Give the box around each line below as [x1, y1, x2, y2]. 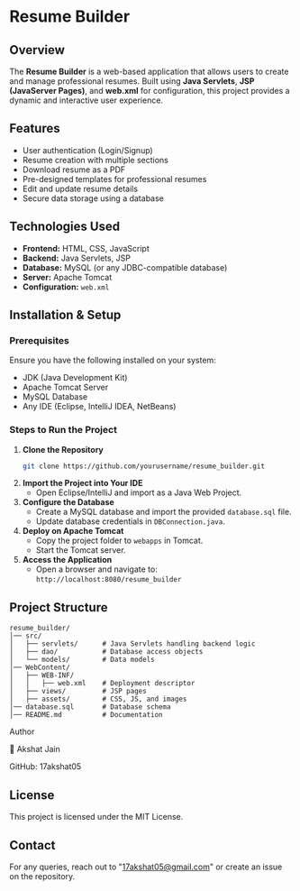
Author [9, 726, 35, 737]
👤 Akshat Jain [9, 744, 61, 755]
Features [9, 121, 60, 136]
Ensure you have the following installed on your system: [9, 354, 216, 366]
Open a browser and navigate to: [35, 564, 158, 574]
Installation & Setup [9, 308, 122, 323]
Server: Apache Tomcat [22, 271, 113, 282]
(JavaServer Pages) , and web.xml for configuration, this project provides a [9, 86, 290, 96]
